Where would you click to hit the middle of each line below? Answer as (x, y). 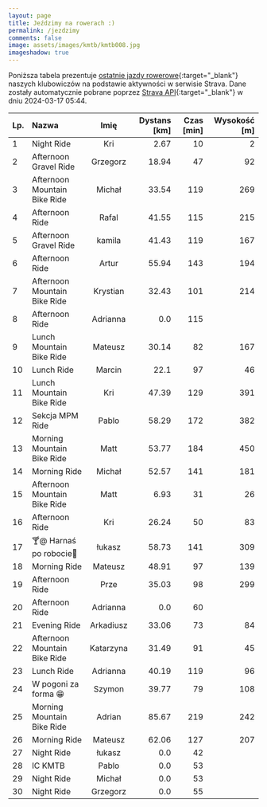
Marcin (109, 370)
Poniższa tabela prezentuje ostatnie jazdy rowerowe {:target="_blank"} (123, 75)
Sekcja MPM (55, 415)
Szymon (109, 689)
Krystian (109, 291)
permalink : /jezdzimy (44, 30)
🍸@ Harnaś (54, 541)
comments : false (35, 38)
